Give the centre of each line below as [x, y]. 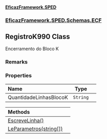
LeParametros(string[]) [35, 128]
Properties [19, 76]
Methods [19, 112]
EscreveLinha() [26, 120]
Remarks [16, 62]
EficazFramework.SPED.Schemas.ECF [53, 20]
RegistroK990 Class [38, 36]
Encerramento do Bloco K [32, 49]
